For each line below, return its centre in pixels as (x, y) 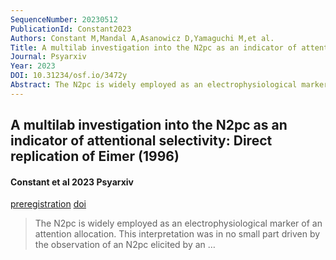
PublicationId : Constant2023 (71, 29)
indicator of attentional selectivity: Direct (141, 141)
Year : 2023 (33, 66)
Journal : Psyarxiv (48, 57)
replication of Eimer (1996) (95, 156)
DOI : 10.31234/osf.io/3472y (69, 76)
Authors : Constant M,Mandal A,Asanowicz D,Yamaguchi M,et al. (142, 38)
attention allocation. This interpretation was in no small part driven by (177, 234)
